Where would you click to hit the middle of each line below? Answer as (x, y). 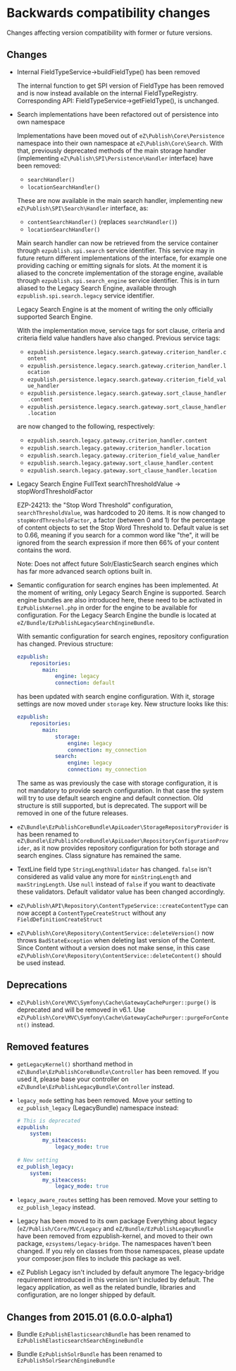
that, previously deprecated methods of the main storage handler (111, 151)
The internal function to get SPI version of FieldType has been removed (120, 86)
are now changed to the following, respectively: (86, 426)
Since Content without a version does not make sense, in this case (113, 948)
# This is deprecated (48, 1121)
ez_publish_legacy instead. (56, 1208)
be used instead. (41, 963)
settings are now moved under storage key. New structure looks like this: (123, 704)
